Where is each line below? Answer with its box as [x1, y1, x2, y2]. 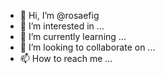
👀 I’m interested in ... [19, 20, 105, 32]
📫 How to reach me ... [19, 53, 113, 64]
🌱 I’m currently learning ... [19, 31, 127, 42]
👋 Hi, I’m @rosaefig [19, 10, 100, 21]
